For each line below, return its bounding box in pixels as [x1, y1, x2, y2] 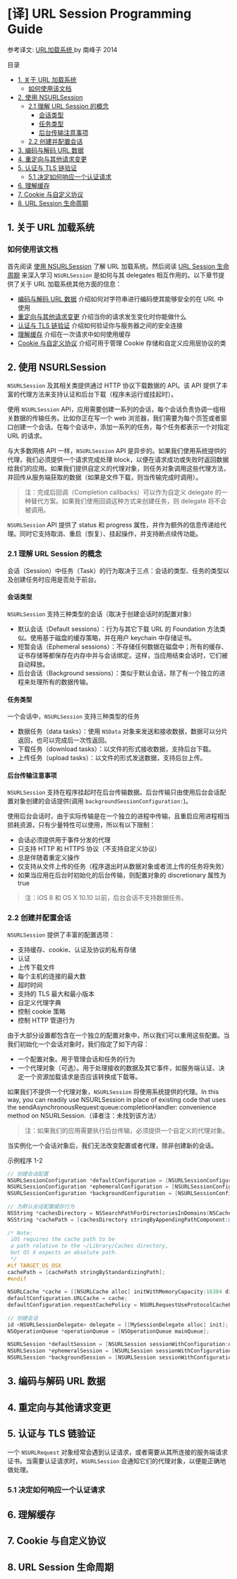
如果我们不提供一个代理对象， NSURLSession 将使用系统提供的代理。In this [7, 1087, 219, 1095]
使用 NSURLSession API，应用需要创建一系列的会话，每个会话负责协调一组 [7, 405, 220, 414]
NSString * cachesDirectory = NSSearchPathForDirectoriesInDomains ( [7, 1209, 210, 1217]
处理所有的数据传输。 [30, 678, 92, 686]
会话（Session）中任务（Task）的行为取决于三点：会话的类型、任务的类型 [7, 566, 224, 575]
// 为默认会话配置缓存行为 [7, 1203, 75, 1211]
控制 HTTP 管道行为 [17, 1016, 75, 1024]
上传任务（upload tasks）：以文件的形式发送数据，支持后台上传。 [17, 754, 207, 762]
